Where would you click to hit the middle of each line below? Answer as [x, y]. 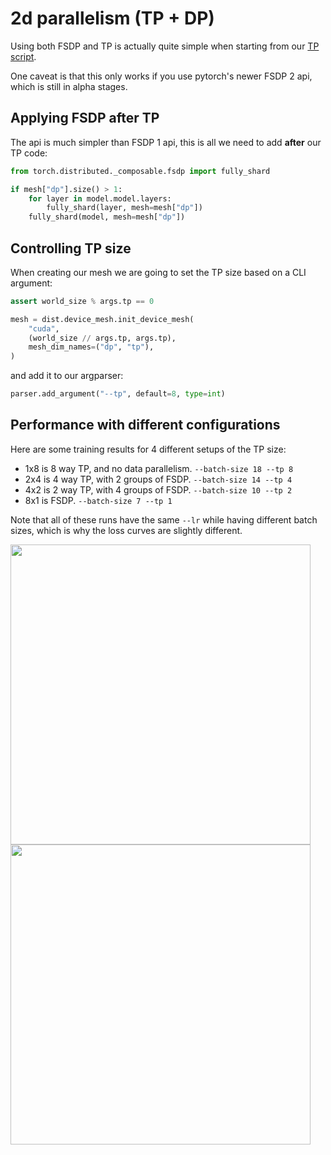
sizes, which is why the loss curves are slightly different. [126, 530]
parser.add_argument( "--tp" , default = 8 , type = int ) [118, 394]
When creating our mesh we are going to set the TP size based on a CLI [158, 272]
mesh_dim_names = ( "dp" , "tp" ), [91, 347]
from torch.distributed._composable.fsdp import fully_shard [140, 171]
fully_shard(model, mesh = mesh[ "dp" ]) [107, 217]
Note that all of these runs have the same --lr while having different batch [164, 519]
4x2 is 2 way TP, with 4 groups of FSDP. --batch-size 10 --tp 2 [158, 489]
